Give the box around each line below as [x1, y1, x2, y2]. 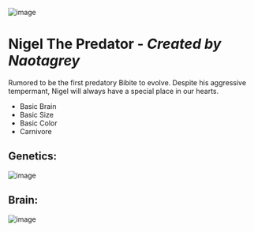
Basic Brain [19, 101, 57, 110]
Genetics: [8, 150, 58, 163]
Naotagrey [8, 52, 80, 70]
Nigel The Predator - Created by [8, 36, 222, 53]
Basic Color [19, 118, 58, 128]
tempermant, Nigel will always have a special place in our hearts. [8, 86, 219, 95]
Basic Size [19, 110, 54, 119]
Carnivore [19, 126, 53, 136]
